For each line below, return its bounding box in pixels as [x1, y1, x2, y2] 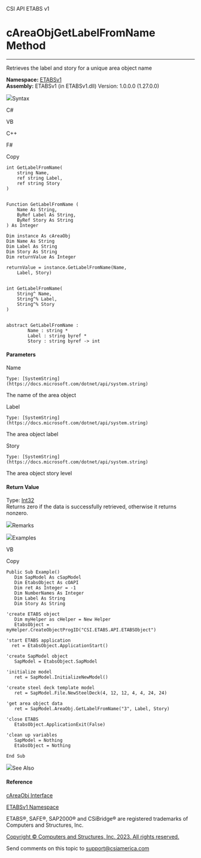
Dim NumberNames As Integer [14, 590, 84, 597]
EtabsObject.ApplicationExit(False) [14, 722, 106, 728]
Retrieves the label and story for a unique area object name [6, 64, 153, 71]
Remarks [12, 522, 34, 529]
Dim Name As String [6, 238, 55, 244]
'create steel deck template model [6, 685, 95, 691]
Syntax [12, 94, 30, 102]
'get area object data [6, 701, 63, 707]
